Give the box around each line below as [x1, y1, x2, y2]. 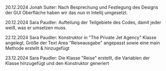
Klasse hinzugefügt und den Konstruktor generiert [5, 60, 109, 66]
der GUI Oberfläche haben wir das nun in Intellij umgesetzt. [5, 10, 128, 16]
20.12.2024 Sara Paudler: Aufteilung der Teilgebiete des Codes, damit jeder [5, 20, 161, 25]
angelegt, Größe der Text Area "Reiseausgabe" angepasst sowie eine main [5, 40, 160, 46]
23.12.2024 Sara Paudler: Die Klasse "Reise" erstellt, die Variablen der [5, 55, 150, 61]
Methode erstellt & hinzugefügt [5, 45, 69, 51]
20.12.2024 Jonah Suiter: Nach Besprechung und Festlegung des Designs [5, 5, 158, 10]
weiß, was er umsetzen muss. [5, 25, 67, 31]
